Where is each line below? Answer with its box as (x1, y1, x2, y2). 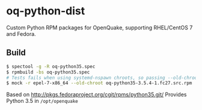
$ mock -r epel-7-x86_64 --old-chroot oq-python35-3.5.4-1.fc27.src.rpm (6, 80, 192, 86)
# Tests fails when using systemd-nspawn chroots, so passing (6, 75, 165, 81)
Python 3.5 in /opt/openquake (6, 97, 78, 105)
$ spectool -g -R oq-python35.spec (6, 63, 96, 69)
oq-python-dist (6, 4, 85, 18)
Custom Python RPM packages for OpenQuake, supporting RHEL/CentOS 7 (6, 24, 193, 31)
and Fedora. (6, 30, 36, 37)
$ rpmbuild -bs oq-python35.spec (6, 69, 90, 75)
